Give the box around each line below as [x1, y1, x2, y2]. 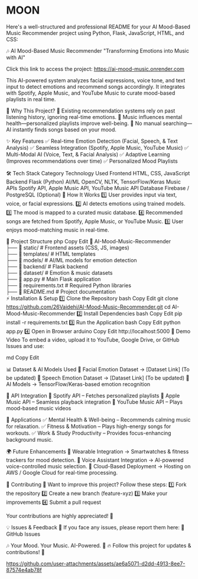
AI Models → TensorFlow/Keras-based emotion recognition [6, 380, 151, 388]
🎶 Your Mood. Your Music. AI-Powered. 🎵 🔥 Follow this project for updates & [6, 542, 191, 549]
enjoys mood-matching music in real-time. [6, 226, 109, 233]
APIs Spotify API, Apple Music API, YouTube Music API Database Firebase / [6, 184, 189, 191]
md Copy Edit [6, 353, 40, 361]
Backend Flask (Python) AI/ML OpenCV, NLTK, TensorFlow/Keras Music [6, 178, 181, 185]
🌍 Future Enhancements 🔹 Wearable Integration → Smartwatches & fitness [6, 448, 189, 455]
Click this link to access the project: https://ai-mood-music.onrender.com [6, 65, 185, 72]
